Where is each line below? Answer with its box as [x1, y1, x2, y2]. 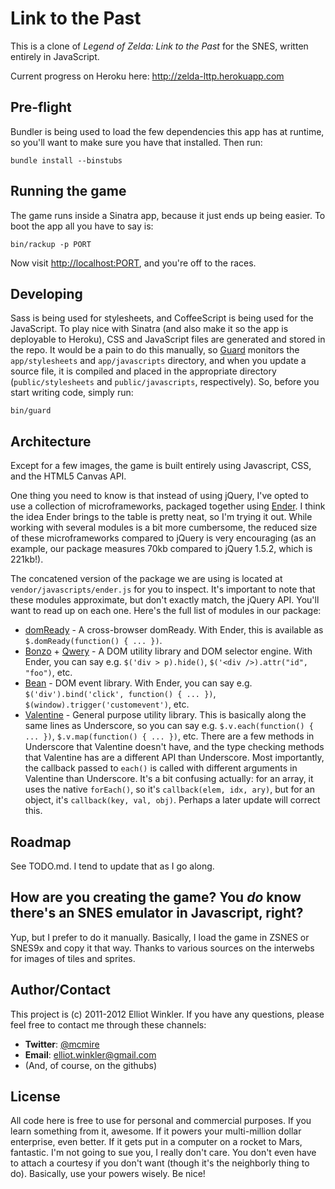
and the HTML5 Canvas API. [10, 470, 127, 482]
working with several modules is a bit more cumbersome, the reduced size [10, 522, 318, 534]
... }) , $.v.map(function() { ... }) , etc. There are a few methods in [24, 730, 315, 742]
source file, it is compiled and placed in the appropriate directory [10, 365, 277, 377]
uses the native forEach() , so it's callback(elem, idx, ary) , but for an [24, 783, 316, 796]
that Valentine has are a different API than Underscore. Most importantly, [24, 752, 325, 764]
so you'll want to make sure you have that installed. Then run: [10, 136, 263, 148]
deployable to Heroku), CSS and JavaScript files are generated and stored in [10, 333, 326, 346]
